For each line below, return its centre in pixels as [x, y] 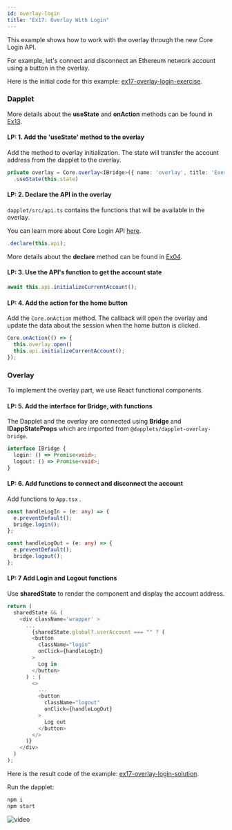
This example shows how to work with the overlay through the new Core [110, 39]
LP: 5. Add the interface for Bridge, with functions [80, 406]
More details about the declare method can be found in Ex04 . [95, 256]
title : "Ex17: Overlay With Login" [58, 20]
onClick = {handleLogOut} [78, 709]
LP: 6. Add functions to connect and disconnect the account [95, 484]
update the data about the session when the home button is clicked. [104, 326]
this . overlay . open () [43, 344]
